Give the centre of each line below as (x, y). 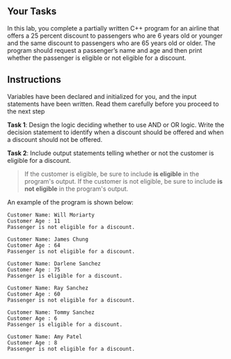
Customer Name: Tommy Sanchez (51, 312)
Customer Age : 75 (34, 270)
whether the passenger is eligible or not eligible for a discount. (97, 58)
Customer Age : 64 (34, 245)
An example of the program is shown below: (70, 202)
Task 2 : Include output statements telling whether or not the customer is (111, 153)
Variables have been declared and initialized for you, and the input (102, 96)
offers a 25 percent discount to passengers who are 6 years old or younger (115, 35)
